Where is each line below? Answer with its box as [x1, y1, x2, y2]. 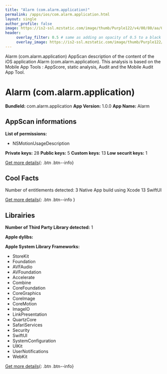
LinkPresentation [12, 311, 47, 317]
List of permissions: [5, 130, 47, 137]
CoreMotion [12, 301, 37, 307]
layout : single [5, 16, 37, 21]
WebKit [12, 354, 28, 360]
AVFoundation [12, 269, 41, 275]
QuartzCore [12, 317, 37, 323]
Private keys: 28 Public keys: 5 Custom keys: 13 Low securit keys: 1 [5, 150, 148, 156]
